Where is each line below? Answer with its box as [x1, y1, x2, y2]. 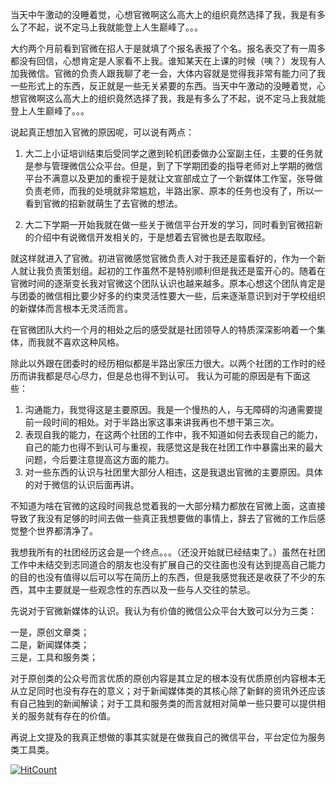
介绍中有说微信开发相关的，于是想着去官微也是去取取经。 [33, 231, 271, 243]
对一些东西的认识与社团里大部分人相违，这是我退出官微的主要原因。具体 [24, 466, 323, 478]
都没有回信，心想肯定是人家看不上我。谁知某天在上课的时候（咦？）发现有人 [10, 55, 326, 67]
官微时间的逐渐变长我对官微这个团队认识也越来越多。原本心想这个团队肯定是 [10, 278, 326, 289]
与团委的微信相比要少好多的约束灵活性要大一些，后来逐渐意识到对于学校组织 [10, 290, 326, 302]
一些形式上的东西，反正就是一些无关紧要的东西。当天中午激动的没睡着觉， [10, 80, 317, 92]
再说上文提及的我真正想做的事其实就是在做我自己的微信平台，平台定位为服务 [10, 731, 326, 743]
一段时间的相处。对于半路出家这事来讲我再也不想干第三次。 [33, 416, 280, 428]
